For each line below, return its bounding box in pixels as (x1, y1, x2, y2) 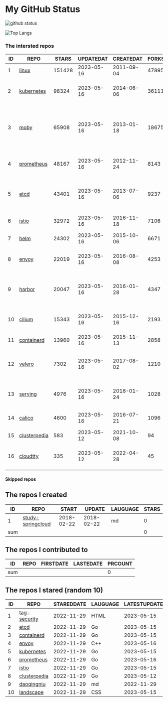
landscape (19, 689, 44, 696)
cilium (19, 316, 33, 323)
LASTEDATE (73, 560, 103, 568)
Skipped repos (5, 476, 36, 482)
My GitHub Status (5, 4, 80, 15)
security (19, 616, 38, 623)
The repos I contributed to (5, 545, 88, 554)
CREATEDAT (112, 55, 143, 62)
